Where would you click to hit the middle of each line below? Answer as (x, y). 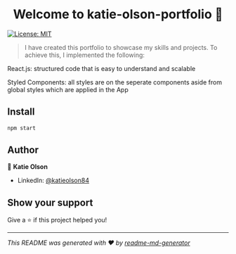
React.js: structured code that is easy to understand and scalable (101, 68)
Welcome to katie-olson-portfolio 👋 (118, 14)
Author (23, 150)
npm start (22, 128)
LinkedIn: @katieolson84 (53, 180)
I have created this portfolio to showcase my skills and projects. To (121, 47)
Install (21, 112)
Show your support (50, 202)
